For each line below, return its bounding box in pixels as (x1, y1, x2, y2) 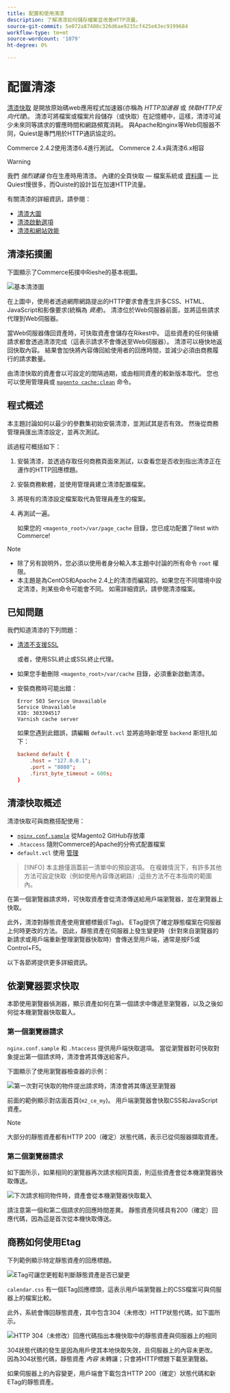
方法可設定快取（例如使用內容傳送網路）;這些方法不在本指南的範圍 (23, 871, 212, 880)
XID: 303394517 (16, 710, 61, 717)
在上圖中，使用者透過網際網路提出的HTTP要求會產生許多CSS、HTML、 (7, 297, 209, 305)
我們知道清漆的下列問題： (7, 626, 79, 634)
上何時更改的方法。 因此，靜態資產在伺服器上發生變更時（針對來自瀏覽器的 (7, 926, 219, 934)
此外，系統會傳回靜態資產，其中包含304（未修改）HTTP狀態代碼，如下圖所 (7, 1308, 220, 1316)
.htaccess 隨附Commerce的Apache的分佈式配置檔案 (16, 840, 166, 848)
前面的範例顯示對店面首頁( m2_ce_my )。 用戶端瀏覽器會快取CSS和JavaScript (7, 1096, 218, 1104)
